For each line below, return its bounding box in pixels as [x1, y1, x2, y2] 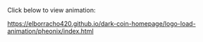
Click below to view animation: [7, 6, 96, 14]
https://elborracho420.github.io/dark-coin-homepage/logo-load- [7, 20, 196, 27]
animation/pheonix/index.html [7, 27, 94, 35]
